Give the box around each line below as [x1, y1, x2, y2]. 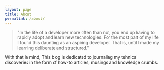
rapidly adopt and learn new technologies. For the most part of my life [17, 35, 159, 40]
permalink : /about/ [5, 16, 45, 21]
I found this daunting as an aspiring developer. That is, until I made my [17, 40, 159, 46]
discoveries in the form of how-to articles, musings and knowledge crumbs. [5, 59, 159, 66]
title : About [5, 12, 32, 17]
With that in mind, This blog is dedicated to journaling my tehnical [5, 54, 137, 60]
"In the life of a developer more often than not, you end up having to [17, 30, 155, 35]
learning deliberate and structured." [17, 45, 89, 51]
